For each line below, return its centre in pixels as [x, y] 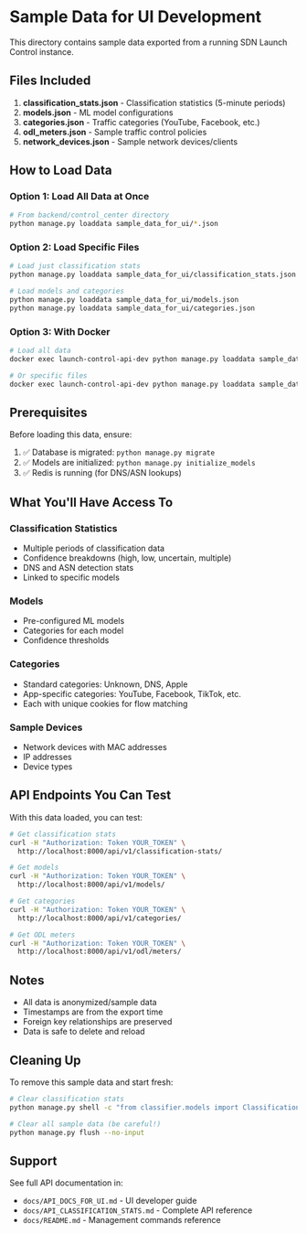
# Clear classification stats [67, 1099]
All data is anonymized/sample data [90, 1003]
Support [33, 1160]
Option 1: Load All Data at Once [79, 197]
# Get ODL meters [42, 935]
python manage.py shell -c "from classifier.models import [124, 1107]
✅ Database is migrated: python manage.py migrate [119, 452]
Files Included [50, 81]
